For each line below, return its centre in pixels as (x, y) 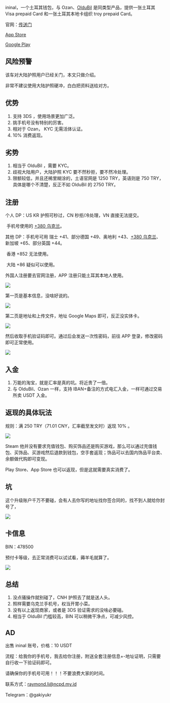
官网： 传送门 (18, 25)
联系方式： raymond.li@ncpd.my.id (41, 684)
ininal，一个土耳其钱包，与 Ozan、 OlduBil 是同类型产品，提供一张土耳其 (80, 7)
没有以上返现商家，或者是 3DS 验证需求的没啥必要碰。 (69, 610)
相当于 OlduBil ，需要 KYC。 (42, 166)
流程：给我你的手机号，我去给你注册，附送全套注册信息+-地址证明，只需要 (83, 656)
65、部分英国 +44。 (44, 243)
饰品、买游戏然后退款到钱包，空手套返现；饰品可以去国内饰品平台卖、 (92, 452)
